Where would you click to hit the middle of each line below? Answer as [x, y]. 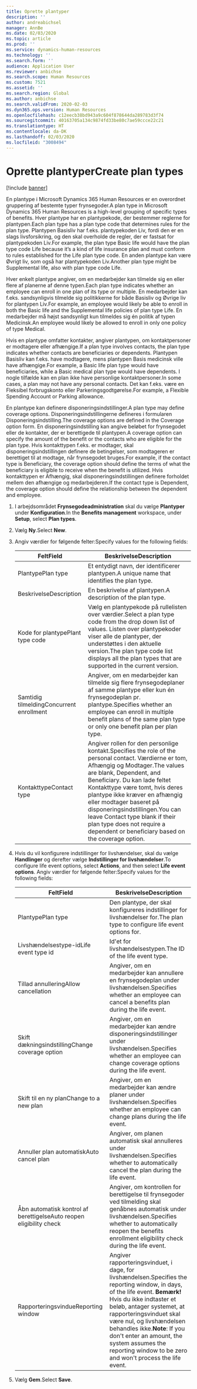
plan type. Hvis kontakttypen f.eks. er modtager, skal [70, 445]
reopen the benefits [137, 1231]
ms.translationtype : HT [35, 126]
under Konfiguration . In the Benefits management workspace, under [98, 512]
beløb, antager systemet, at [147, 1306]
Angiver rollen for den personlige [133, 743]
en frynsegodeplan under [145, 980]
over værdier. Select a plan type [131, 614]
